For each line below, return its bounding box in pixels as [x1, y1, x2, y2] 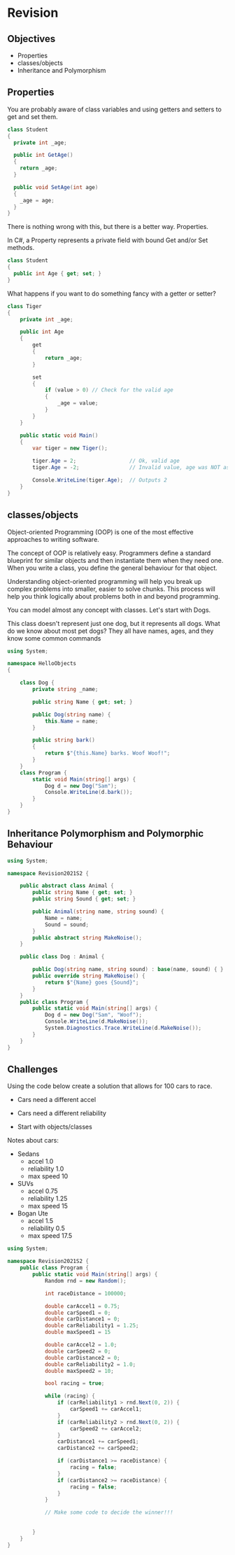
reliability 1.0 [27, 1164, 64, 1173]
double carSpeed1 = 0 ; [44, 1309, 111, 1316]
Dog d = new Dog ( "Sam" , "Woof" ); [44, 1012, 142, 1019]
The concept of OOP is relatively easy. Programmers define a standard [7, 548, 211, 557]
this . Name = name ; [44, 718, 99, 725]
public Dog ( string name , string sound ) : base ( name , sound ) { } [32, 966, 224, 973]
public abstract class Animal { [20, 882, 114, 890]
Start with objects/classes [17, 1122, 92, 1131]
